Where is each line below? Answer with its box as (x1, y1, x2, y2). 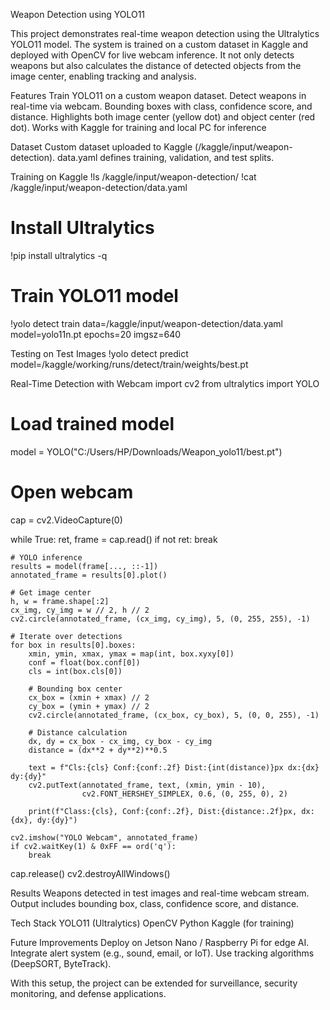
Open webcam (10, 481, 134, 503)
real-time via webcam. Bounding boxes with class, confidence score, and (10, 100, 313, 112)
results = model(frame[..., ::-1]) (10, 561, 159, 571)
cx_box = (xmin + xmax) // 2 (28, 692, 150, 703)
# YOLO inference (10, 552, 83, 563)
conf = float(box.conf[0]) (28, 657, 141, 668)
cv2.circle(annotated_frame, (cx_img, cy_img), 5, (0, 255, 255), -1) (10, 614, 311, 624)
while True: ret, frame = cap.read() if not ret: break (10, 533, 218, 545)
